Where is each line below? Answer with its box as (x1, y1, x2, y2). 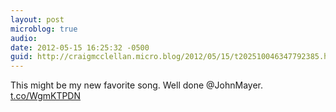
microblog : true (10, 24, 78, 34)
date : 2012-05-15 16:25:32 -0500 (10, 42, 150, 53)
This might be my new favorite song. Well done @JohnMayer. (10, 79, 263, 91)
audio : (10, 33, 38, 43)
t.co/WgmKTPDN (10, 90, 82, 102)
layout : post (10, 14, 65, 25)
